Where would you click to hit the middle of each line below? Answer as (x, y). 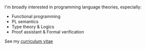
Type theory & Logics (33, 27)
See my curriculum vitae (29, 41)
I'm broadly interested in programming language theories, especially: (73, 7)
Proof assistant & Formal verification (48, 32)
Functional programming (36, 16)
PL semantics (25, 22)
